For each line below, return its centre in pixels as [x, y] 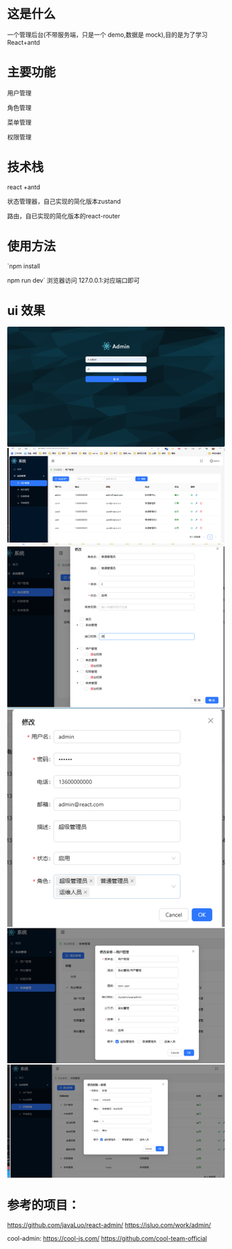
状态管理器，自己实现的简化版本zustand [64, 201]
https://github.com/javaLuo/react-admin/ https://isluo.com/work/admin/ [109, 1225]
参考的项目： [44, 1205]
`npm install [23, 266]
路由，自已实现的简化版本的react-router [64, 216]
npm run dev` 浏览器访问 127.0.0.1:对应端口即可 [74, 280]
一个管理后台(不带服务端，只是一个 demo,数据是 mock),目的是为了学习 [107, 35]
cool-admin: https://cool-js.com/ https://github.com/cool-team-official [107, 1238]
